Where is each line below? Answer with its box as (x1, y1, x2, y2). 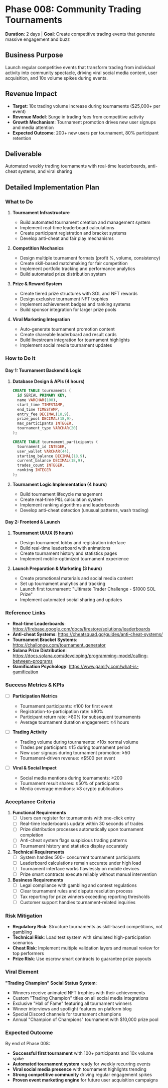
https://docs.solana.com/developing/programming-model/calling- (12, 653, 149, 659)
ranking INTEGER (17, 468, 51, 473)
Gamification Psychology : (12, 664, 68, 670)
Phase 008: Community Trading (5, 4, 141, 15)
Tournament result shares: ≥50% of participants (20, 780, 119, 786)
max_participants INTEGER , (17, 421, 74, 426)
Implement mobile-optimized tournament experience (20, 556, 129, 562)
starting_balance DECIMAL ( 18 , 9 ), (17, 454, 87, 459)
